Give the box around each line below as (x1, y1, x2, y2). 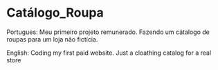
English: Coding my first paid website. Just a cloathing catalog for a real (6, 49, 212, 57)
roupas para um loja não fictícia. (6, 35, 98, 43)
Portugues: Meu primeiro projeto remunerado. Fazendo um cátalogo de (6, 28, 210, 36)
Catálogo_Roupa (6, 5, 105, 21)
